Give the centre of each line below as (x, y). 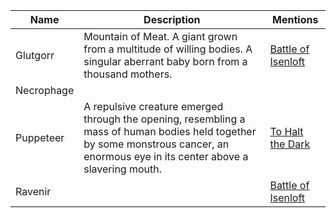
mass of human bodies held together (170, 131)
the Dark (290, 144)
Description (172, 19)
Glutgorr (35, 55)
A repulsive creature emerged (153, 106)
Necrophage (45, 90)
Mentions (295, 19)
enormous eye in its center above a (166, 156)
